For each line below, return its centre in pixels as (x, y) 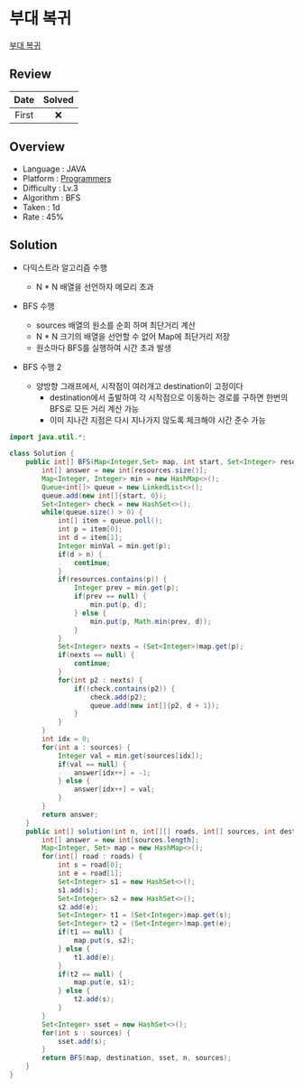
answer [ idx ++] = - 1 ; (112, 773)
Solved (59, 99)
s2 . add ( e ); (78, 907)
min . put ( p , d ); (118, 605)
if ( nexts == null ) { (96, 656)
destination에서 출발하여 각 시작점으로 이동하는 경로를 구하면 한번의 (169, 397)
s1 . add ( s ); (78, 890)
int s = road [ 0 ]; (90, 865)
